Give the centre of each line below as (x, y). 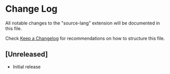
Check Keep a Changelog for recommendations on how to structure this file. (85, 38)
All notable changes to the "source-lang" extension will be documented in (83, 23)
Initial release (26, 66)
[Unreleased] (27, 54)
